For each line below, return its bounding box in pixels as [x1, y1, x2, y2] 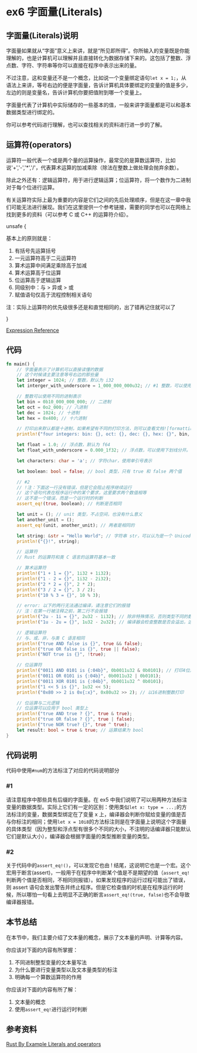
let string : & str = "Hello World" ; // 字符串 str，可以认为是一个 [16, 533, 173, 539]
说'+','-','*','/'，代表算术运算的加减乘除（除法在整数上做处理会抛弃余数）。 [6, 164, 182, 171]
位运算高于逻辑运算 [14, 276, 62, 283]
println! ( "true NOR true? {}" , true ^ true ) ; [16, 722, 130, 728]
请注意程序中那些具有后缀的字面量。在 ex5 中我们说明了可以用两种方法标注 [6, 796, 188, 803]
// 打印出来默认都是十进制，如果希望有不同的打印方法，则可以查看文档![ [16, 426, 169, 432]
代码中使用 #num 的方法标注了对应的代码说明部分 [6, 767, 120, 774]
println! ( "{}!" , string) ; [16, 538, 80, 544]
